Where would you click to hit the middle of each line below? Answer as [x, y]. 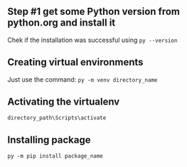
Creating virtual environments [75, 62]
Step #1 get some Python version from [93, 12]
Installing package [49, 140]
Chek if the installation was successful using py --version [92, 40]
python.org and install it [62, 23]
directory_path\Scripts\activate [57, 118]
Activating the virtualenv [64, 102]
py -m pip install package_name [55, 156]
